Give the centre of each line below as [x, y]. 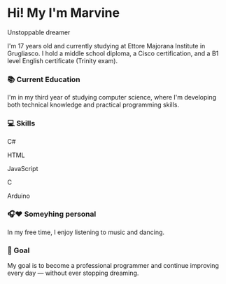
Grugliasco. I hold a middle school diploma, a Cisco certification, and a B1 [113, 53]
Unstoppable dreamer [39, 32]
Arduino [19, 196]
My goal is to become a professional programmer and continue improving [113, 266]
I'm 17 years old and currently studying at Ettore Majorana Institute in [106, 46]
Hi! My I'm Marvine [64, 13]
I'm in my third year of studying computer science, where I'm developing [112, 97]
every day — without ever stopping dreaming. [73, 273]
